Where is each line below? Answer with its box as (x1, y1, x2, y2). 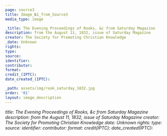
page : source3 (5, 7, 35, 12)
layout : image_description (5, 95, 61, 100)
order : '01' (5, 90, 30, 95)
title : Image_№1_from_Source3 (5, 12, 68, 17)
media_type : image (5, 16, 43, 21)
